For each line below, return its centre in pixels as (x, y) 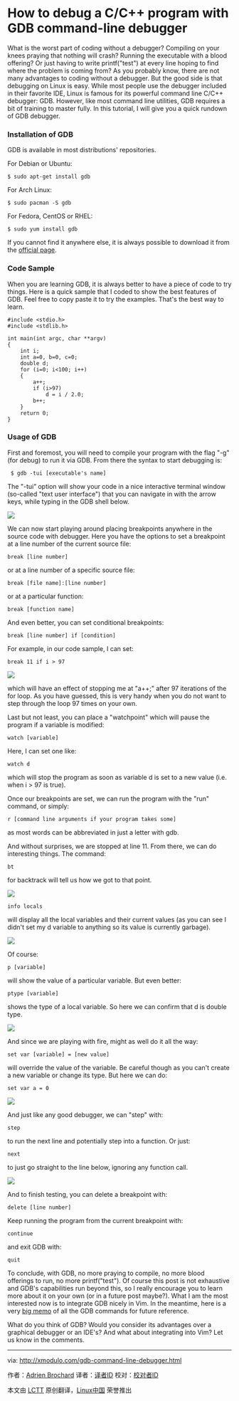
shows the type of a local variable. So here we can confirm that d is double (117, 1006)
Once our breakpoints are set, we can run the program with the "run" (108, 798)
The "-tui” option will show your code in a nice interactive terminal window (117, 486)
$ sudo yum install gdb (43, 229)
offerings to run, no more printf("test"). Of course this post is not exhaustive (118, 1280)
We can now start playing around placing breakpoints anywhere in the (110, 529)
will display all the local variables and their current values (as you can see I (117, 919)
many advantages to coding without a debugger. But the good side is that (115, 78)
